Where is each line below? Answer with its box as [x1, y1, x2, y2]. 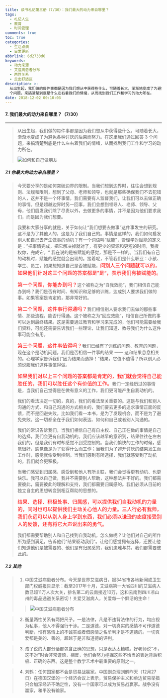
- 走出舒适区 [9, 77, 33, 82]
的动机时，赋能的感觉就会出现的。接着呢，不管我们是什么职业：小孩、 [17, 256, 162, 262]
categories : [5, 40, 30, 45]
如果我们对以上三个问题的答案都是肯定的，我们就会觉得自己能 [17, 373, 162, 380]
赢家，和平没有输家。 [24, 688, 69, 694]
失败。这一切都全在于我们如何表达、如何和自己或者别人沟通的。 [21, 416, 153, 423]
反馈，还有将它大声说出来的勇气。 [27, 521, 107, 528]
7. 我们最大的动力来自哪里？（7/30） [5, 111, 81, 117]
